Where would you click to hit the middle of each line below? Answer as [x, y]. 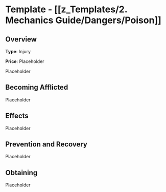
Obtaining [21, 173]
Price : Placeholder [25, 61]
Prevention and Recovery [46, 144]
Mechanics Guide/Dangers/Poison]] [84, 20]
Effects [17, 116]
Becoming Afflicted [37, 87]
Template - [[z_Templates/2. [66, 9]
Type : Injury [18, 51]
